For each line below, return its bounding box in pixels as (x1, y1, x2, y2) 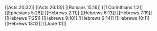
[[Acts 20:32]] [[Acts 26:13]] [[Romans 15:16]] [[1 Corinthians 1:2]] (5, 5, 143, 10)
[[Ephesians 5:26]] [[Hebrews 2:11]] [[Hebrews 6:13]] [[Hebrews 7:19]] (5, 10, 152, 16)
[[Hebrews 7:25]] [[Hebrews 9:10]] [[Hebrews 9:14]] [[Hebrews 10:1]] (5, 15, 150, 21)
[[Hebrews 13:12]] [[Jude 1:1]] (5, 20, 67, 26)
